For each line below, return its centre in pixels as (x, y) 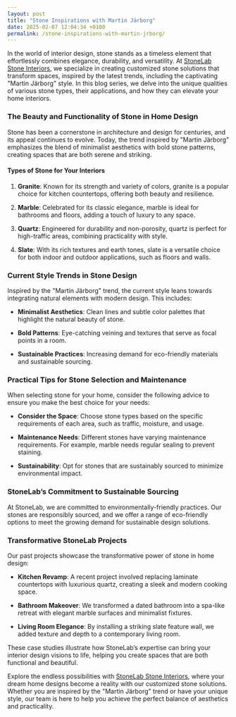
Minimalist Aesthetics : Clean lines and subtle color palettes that (111, 312)
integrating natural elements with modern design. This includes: (100, 298)
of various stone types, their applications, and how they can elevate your (113, 91)
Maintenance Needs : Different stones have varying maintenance (112, 437)
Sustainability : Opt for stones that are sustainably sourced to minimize (120, 466)
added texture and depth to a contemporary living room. (99, 634)
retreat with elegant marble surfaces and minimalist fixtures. (105, 613)
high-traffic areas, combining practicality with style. (92, 236)
